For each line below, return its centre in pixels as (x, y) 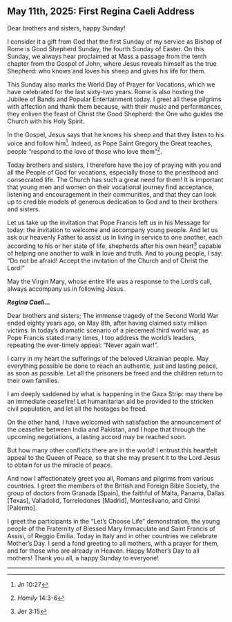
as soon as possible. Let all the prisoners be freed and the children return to (115, 373)
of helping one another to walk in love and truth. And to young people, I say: (115, 253)
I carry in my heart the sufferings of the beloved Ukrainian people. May (108, 358)
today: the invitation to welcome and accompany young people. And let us (113, 230)
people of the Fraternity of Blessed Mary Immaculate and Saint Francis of (111, 528)
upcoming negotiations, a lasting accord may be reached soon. (97, 436)
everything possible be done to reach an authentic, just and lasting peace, (113, 366)
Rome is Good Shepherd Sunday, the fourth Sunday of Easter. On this (106, 48)
